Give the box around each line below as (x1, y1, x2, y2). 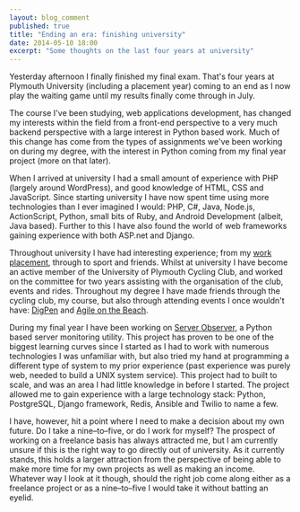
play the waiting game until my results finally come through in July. (9, 91, 255, 102)
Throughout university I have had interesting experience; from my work (9, 248, 272, 259)
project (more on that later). (9, 155, 112, 166)
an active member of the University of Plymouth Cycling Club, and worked (9, 267, 284, 278)
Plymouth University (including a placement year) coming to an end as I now (9, 81, 291, 92)
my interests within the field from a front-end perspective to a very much (9, 118, 278, 128)
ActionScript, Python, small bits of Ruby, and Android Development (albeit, (9, 211, 284, 222)
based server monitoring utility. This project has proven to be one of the (9, 331, 275, 342)
